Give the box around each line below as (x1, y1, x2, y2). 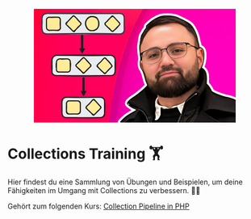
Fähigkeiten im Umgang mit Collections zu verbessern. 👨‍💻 (7, 186, 201, 195)
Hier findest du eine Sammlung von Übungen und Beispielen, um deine (7, 177, 244, 187)
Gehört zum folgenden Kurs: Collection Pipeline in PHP (7, 201, 190, 211)
